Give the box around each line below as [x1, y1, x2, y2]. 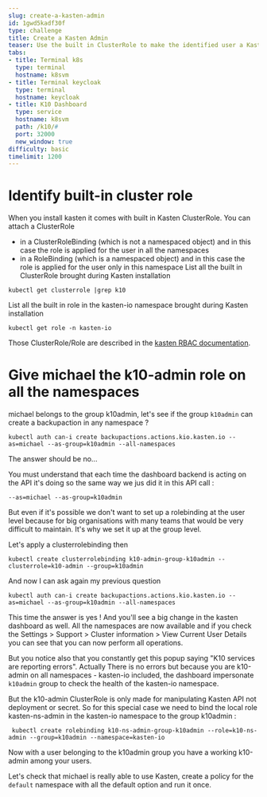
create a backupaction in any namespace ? [8, 418, 149, 427]
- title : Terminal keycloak [8, 78, 102, 86]
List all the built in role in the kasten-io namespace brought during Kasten [8, 300, 249, 310]
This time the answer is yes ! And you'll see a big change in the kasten [8, 613, 238, 622]
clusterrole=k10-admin [8, 563, 83, 571]
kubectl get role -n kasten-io [8, 324, 112, 332]
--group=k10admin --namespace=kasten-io [29, 734, 165, 742]
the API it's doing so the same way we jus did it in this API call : [8, 478, 215, 488]
